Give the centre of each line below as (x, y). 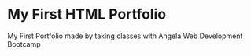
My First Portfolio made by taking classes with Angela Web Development (125, 36)
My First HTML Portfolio (87, 14)
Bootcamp (24, 44)
